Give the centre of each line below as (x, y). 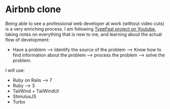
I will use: (15, 70)
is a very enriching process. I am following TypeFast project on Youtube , (81, 29)
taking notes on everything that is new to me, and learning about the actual (84, 34)
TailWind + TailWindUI (36, 91)
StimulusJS (24, 96)
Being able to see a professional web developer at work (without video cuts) (85, 23)
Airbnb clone (33, 9)
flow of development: (27, 40)
